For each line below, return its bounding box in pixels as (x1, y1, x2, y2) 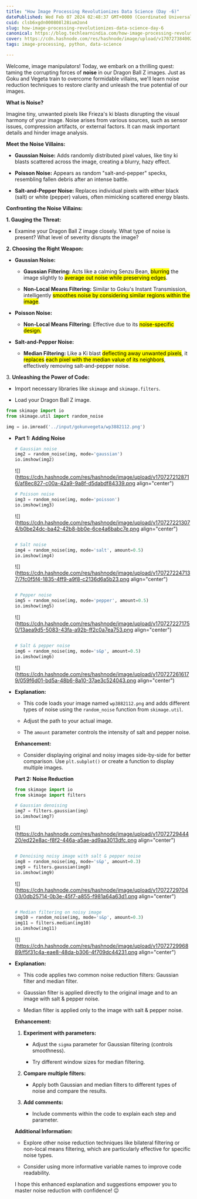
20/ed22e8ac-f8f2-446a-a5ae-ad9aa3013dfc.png (14, 837, 137, 844)
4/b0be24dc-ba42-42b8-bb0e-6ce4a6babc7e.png (14, 525, 140, 532)
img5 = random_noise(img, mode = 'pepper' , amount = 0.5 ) (14, 597, 149, 604)
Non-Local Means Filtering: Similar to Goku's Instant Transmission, (23, 286, 187, 293)
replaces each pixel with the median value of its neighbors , (23, 356, 166, 363)
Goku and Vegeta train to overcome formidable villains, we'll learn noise (6, 75, 180, 82)
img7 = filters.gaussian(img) (14, 808, 89, 814)
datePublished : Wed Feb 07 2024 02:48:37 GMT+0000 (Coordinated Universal (6, 14, 193, 20)
